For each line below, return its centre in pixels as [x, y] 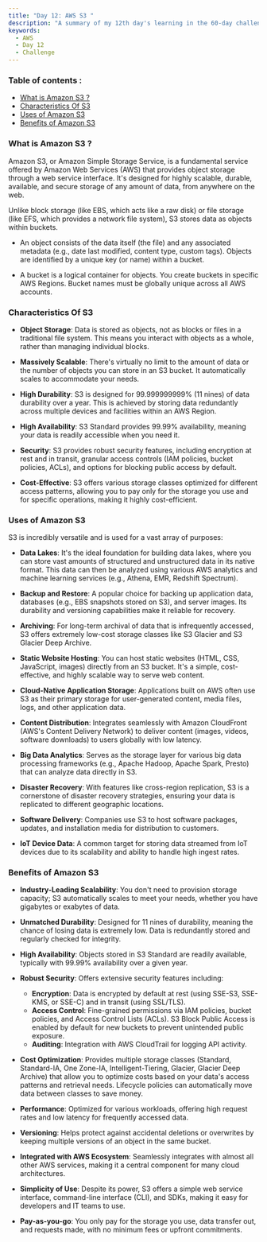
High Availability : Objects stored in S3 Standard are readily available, [133, 954]
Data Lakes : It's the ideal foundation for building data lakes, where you [135, 553]
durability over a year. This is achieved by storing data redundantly [129, 402]
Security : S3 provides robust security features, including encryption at [135, 450]
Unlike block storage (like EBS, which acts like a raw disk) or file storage [126, 210]
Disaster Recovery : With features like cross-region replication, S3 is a [134, 787]
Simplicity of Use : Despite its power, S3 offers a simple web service [132, 1189]
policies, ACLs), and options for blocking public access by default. [128, 467]
